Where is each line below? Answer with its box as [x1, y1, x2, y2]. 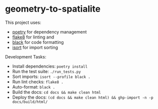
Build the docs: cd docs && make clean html [12, 89, 101, 95]
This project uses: [5, 19, 42, 25]
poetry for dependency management [12, 29, 87, 35]
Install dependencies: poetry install [12, 63, 88, 69]
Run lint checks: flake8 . [12, 79, 64, 85]
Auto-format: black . [12, 84, 55, 90]
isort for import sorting [12, 44, 58, 50]
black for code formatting [12, 39, 64, 45]
